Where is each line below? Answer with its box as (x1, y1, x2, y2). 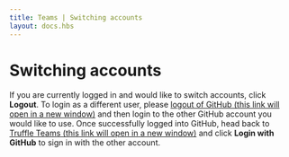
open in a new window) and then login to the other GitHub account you (9, 109, 273, 119)
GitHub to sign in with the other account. (9, 137, 160, 148)
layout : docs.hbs (9, 22, 75, 31)
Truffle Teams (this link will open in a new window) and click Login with (9, 127, 275, 139)
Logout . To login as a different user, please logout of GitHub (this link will (9, 100, 280, 110)
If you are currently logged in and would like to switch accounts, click (9, 90, 266, 100)
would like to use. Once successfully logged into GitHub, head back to (9, 118, 270, 129)
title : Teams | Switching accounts (9, 13, 143, 22)
